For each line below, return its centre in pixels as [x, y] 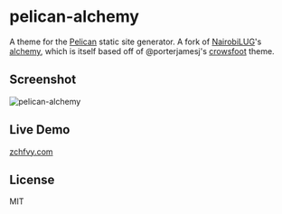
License [32, 179]
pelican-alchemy [75, 17]
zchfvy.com [31, 152]
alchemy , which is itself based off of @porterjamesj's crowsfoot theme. [142, 51]
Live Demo [40, 130]
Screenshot [43, 80]
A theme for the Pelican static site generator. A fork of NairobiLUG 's [136, 42]
